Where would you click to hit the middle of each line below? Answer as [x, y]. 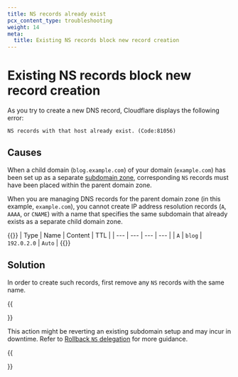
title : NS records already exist [57, 14]
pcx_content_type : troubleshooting [60, 21]
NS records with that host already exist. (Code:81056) [92, 131]
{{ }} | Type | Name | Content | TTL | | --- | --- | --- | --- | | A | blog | [105, 235]
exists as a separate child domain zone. [65, 221]
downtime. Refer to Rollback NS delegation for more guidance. [98, 339]
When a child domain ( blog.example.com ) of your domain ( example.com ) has [117, 170]
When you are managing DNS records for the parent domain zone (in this [114, 198]
